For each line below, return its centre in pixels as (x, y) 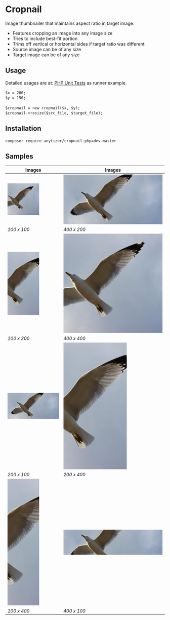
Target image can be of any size (46, 55)
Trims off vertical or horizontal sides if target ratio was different (79, 44)
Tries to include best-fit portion (45, 38)
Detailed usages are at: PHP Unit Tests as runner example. (66, 83)
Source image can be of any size (47, 49)
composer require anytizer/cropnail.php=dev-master (61, 141)
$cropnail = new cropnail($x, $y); (43, 108)
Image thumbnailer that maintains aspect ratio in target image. (70, 23)
